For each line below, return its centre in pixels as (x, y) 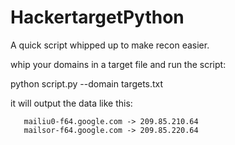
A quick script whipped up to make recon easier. (110, 45)
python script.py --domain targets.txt (87, 83)
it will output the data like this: (71, 103)
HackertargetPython (97, 17)
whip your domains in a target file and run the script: (118, 64)
